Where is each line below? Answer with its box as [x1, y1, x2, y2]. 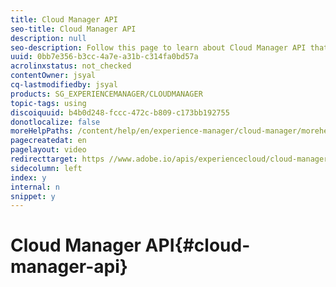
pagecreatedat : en [10, 136, 87, 146]
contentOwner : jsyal [10, 71, 97, 81]
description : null [10, 33, 87, 43]
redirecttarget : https [10, 154, 105, 164]
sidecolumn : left [10, 163, 83, 173]
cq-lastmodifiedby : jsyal [10, 80, 118, 90]
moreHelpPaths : [10, 126, 74, 136]
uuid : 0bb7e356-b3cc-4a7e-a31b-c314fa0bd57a [10, 52, 199, 62]
